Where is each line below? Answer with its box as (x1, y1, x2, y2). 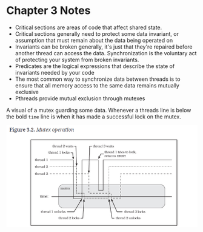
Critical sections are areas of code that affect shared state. (15, 24, 162, 31)
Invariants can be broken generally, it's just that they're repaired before (15, 43, 193, 50)
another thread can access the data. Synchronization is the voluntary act (15, 49, 197, 56)
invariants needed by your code (15, 69, 95, 76)
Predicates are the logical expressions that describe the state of (15, 62, 175, 70)
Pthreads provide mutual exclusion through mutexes (15, 95, 145, 102)
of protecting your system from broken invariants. (15, 56, 139, 63)
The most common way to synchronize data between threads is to (15, 75, 181, 83)
